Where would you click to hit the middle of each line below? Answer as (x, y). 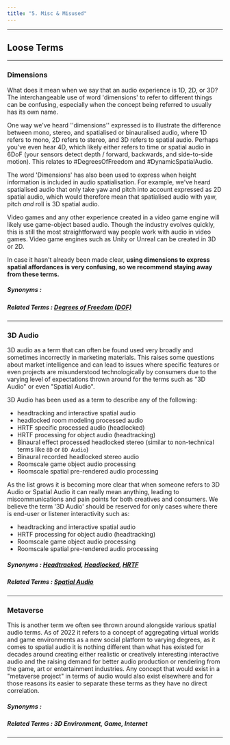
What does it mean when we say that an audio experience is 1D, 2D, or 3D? (113, 90)
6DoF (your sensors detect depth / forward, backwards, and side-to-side (110, 154)
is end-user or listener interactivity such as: (68, 514)
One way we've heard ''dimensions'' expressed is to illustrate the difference (114, 125)
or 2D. (16, 246)
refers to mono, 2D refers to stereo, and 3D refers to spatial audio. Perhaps (113, 139)
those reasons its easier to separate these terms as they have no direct (107, 683)
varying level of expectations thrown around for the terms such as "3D (106, 379)
